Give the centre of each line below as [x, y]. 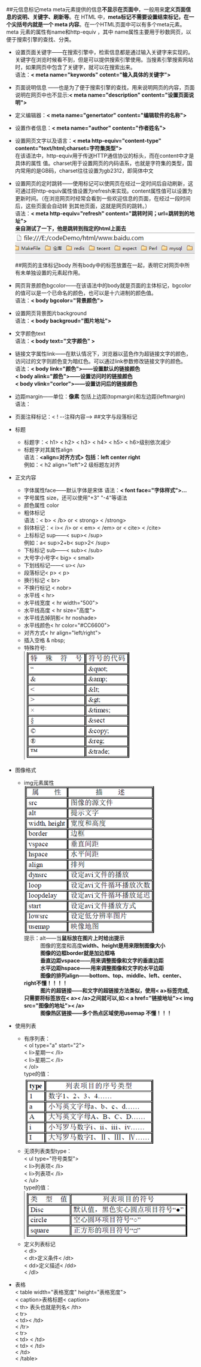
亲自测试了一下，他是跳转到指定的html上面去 [71, 228]
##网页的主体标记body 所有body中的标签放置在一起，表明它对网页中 [100, 265]
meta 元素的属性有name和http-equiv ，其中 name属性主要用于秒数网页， [96, 32]
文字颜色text [30, 333]
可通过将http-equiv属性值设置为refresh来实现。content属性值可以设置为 [103, 191]
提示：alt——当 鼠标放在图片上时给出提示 [74, 938]
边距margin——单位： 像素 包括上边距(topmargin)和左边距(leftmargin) [100, 396]
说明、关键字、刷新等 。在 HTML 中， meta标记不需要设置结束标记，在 [103, 17]
